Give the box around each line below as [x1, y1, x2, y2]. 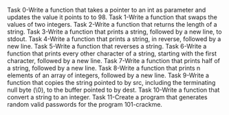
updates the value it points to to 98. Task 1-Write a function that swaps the [7, 13, 218, 21]
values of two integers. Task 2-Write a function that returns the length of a [7, 21, 218, 28]
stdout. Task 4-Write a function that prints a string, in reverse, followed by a [7, 35, 221, 43]
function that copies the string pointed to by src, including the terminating [7, 79, 216, 86]
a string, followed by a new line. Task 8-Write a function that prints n [7, 64, 201, 72]
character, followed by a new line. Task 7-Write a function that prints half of [7, 57, 221, 64]
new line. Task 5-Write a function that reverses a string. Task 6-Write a [7, 42, 207, 50]
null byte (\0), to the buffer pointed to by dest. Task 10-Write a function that [7, 86, 220, 94]
